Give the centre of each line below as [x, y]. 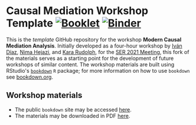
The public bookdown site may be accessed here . [73, 109]
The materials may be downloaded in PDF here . [72, 116]
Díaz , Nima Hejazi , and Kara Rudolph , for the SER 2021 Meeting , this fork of [98, 52]
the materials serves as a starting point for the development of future [90, 58]
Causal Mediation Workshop [77, 11]
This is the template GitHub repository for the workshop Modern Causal [94, 39]
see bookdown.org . [30, 77]
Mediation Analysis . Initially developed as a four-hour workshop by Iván [94, 46]
